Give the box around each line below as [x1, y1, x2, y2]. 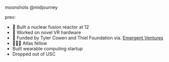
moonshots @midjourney [5, 5, 58, 10]
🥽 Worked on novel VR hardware [12, 29, 81, 35]
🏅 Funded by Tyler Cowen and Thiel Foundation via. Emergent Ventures [12, 35, 164, 41]
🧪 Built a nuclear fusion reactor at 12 [12, 24, 89, 30]
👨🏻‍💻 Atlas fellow [12, 40, 47, 46]
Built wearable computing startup [12, 46, 83, 51]
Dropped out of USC [12, 51, 56, 57]
